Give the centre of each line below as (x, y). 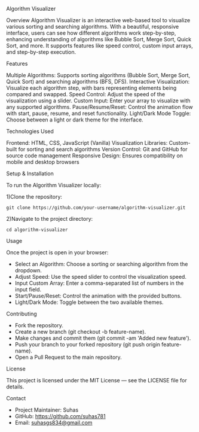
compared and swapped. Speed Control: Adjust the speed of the (86, 94)
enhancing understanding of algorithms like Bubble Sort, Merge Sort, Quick (99, 39)
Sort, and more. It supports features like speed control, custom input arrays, (99, 45)
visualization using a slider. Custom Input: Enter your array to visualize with (98, 101)
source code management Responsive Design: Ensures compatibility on (95, 156)
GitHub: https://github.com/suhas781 (60, 416)
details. (15, 387)
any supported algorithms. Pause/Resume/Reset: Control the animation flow (99, 107)
